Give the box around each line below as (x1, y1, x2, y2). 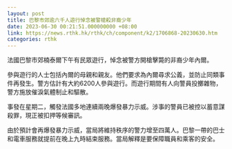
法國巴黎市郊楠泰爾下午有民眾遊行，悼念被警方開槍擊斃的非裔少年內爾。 (7, 56, 213, 64)
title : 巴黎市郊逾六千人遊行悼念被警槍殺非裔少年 (7, 17, 132, 24)
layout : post (7, 10, 45, 17)
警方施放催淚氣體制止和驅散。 (7, 88, 92, 96)
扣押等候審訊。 (43, 112, 86, 120)
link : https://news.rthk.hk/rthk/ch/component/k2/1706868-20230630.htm (7, 29, 217, 37)
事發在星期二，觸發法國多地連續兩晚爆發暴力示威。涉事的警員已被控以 (7, 103, 207, 111)
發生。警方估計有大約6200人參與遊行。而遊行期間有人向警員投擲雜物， (19, 79, 222, 87)
